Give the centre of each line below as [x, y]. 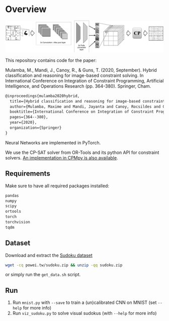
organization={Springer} [36, 128]
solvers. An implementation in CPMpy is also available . [62, 157]
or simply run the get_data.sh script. [43, 275]
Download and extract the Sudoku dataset [49, 255]
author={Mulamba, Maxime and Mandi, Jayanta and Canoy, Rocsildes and [85, 107]
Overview [26, 9]
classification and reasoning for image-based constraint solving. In [74, 75]
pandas [12, 195]
